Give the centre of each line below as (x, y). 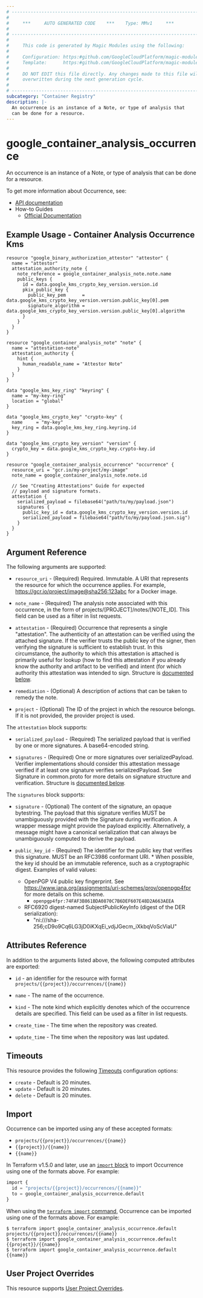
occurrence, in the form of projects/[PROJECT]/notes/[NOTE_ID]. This (102, 609)
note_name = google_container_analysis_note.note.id (79, 475)
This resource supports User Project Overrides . (65, 1288)
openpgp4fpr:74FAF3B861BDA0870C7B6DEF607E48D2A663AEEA (103, 901)
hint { (25, 359)
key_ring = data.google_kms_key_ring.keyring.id (74, 428)
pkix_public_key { (45, 290)
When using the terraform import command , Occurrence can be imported (99, 1211)
